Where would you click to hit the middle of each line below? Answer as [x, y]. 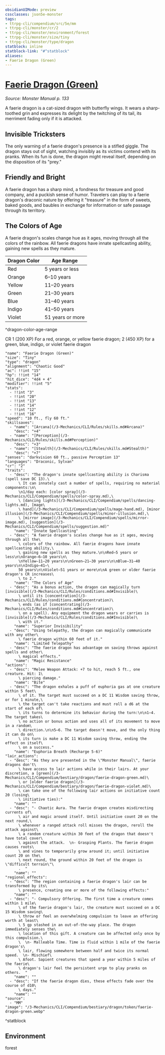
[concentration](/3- [66, 596]
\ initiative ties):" [41, 799]
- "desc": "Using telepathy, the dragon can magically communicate [81, 630]
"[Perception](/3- [50, 435]
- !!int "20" [23, 396]
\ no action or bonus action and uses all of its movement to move [89, 721]
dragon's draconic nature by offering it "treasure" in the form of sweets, [78, 200]
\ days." [27, 990]
